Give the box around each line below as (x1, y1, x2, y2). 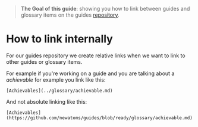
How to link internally (6, 32, 113, 46)
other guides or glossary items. (6, 58, 83, 65)
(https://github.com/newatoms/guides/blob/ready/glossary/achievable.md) (6, 114, 193, 121)
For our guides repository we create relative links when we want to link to (6, 52, 186, 59)
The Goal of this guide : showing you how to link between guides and (20, 5, 190, 12)
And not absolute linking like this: (6, 98, 87, 105)
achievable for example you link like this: (6, 76, 106, 83)
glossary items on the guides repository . (20, 11, 120, 18)
